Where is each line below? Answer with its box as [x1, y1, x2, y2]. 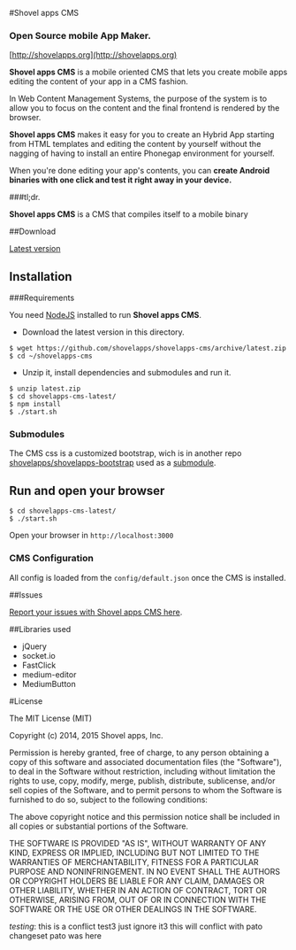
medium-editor [21, 668, 77, 680]
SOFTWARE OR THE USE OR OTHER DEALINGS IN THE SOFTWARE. [9, 903, 257, 915]
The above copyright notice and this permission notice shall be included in [9, 811, 280, 822]
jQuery [21, 641, 47, 652]
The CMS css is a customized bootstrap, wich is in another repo [9, 448, 242, 459]
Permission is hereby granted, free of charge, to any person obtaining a [9, 747, 269, 758]
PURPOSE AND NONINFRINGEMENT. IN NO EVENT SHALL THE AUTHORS [9, 866, 281, 877]
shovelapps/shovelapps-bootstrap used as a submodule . [9, 458, 216, 468]
